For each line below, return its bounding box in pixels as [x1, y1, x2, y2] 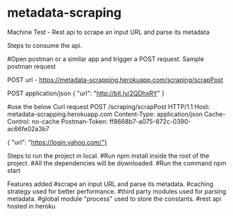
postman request [7, 62, 56, 70]
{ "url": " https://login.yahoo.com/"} [7, 138, 108, 147]
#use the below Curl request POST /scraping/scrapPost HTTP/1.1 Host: [7, 102, 210, 110]
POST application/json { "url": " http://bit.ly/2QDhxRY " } [7, 89, 165, 97]
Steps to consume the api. [7, 41, 82, 49]
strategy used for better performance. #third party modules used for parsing [7, 187, 227, 195]
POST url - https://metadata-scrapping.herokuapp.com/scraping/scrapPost [7, 75, 224, 84]
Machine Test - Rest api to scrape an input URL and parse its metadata [7, 28, 210, 36]
